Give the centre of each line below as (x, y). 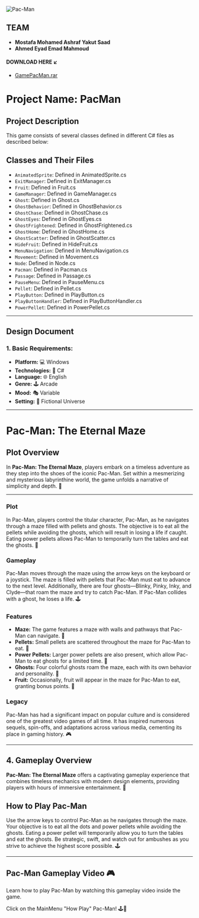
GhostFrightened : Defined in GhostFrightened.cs (73, 225)
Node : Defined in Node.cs (45, 263)
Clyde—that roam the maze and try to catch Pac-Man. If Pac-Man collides (97, 592)
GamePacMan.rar (36, 75)
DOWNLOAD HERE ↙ (32, 62)
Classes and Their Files (50, 160)
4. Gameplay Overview (49, 761)
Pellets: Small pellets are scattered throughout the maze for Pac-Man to (102, 642)
